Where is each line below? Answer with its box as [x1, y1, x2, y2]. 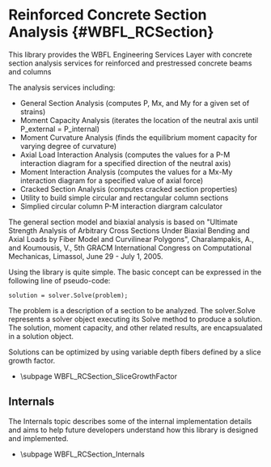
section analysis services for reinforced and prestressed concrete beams [8, 58, 252, 68]
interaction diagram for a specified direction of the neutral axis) [19, 158, 231, 168]
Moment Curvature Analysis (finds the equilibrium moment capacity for [19, 132, 257, 142]
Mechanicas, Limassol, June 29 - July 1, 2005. [8, 251, 163, 261]
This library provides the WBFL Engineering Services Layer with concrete [8, 49, 252, 59]
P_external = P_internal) [19, 124, 100, 134]
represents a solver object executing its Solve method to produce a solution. [8, 314, 263, 324]
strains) [19, 107, 46, 117]
